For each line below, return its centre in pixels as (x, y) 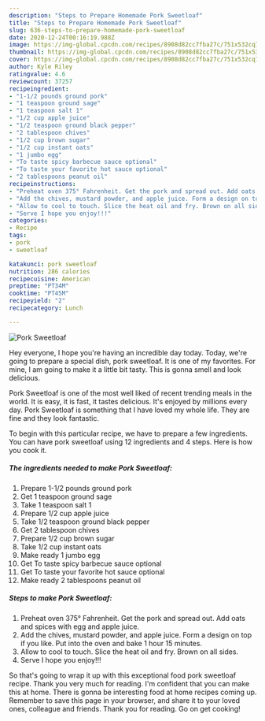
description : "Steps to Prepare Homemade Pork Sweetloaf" (106, 15)
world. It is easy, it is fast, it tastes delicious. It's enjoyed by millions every (128, 401)
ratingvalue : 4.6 (37, 74)
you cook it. (28, 450)
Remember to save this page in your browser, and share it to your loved (125, 700)
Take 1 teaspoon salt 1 (56, 504)
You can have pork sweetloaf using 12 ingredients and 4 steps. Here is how (131, 441)
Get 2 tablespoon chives (60, 530)
